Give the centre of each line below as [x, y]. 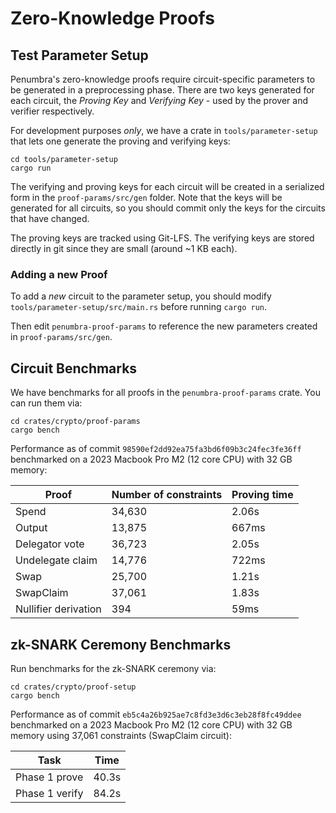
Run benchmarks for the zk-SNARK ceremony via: [113, 668]
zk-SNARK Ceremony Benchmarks [121, 644]
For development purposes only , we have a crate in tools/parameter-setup [164, 130]
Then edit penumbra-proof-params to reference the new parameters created [164, 326]
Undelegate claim [56, 560]
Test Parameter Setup [79, 55]
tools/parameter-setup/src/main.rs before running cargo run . [138, 307]
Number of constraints [167, 495]
